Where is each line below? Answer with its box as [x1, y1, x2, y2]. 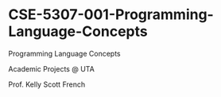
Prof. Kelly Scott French [8, 80, 86, 89]
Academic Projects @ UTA [8, 64, 95, 73]
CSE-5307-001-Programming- [8, 6, 215, 24]
